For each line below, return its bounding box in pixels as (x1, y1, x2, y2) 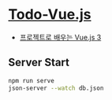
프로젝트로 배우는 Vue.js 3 (19, 32, 102, 42)
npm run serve (8, 76, 55, 84)
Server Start (8, 56, 69, 69)
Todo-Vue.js (8, 6, 91, 24)
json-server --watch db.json (8, 84, 104, 92)
